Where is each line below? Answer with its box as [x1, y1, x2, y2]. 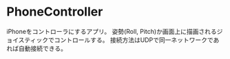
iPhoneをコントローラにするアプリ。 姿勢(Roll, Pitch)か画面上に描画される [6, 27, 218, 35]
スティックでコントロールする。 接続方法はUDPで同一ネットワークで [18, 35, 213, 44]
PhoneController [6, 4, 103, 20]
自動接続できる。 [18, 44, 67, 52]
